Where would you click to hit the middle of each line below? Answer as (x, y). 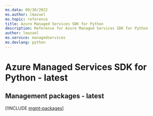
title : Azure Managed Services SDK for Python (54, 24)
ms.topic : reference (27, 19)
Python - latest (37, 77)
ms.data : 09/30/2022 (27, 10)
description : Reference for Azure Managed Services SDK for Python (77, 28)
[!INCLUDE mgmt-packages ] (34, 108)
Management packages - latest (55, 96)
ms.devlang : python (25, 42)
